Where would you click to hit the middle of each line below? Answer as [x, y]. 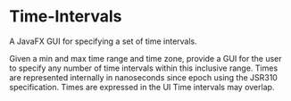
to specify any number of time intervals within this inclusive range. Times [144, 68]
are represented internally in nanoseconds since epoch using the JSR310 [144, 77]
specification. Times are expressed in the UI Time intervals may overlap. [142, 87]
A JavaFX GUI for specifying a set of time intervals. [104, 41]
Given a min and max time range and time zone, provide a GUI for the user [145, 58]
